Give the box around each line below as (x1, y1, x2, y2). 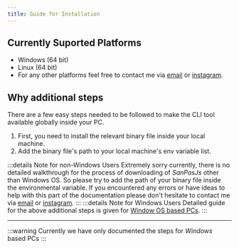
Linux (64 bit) (17, 63, 58, 72)
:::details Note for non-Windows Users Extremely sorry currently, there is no (7, 161, 230, 170)
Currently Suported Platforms (7, 37, 142, 49)
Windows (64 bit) (17, 56, 69, 64)
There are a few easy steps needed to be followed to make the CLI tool (7, 110, 215, 119)
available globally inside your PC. (7, 118, 105, 127)
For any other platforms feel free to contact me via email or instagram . (17, 71, 223, 79)
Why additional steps (7, 91, 104, 103)
